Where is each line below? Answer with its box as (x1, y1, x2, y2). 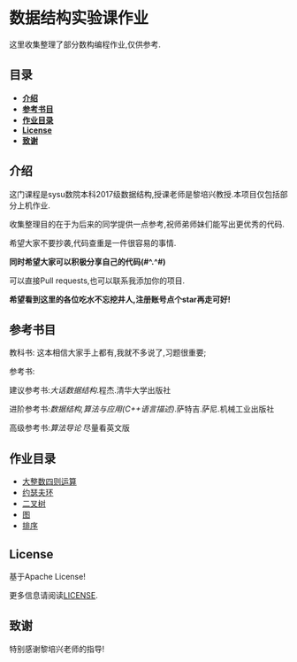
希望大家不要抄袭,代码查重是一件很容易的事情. (9, 237, 177, 248)
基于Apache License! (9, 572, 86, 581)
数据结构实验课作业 (9, 8, 149, 28)
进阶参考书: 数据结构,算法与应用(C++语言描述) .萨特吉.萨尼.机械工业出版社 (9, 404, 275, 414)
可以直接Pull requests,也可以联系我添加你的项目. (9, 275, 186, 286)
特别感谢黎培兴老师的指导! (9, 643, 105, 654)
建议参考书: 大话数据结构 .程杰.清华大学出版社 (9, 385, 171, 396)
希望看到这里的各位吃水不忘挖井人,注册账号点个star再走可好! (9, 294, 232, 304)
